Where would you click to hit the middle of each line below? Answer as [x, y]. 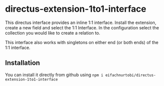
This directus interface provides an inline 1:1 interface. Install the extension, [81, 22]
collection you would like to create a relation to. [53, 33]
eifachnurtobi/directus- [130, 75]
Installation [23, 63]
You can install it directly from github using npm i [54, 75]
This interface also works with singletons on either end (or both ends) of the [82, 42]
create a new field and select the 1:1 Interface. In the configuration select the [82, 27]
